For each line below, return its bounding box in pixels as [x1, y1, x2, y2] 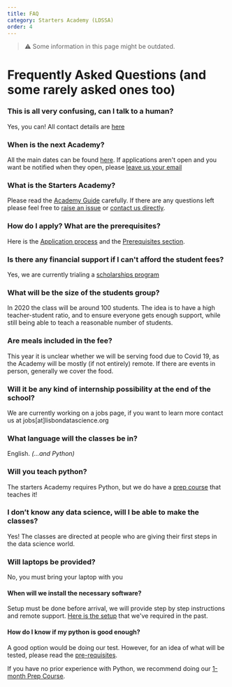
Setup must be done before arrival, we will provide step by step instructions [7, 605, 226, 613]
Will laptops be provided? [7, 556, 96, 566]
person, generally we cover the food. [7, 367, 114, 375]
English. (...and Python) [7, 450, 75, 458]
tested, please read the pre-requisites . [7, 651, 117, 659]
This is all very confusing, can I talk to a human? [7, 106, 174, 116]
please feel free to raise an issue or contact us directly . [7, 204, 166, 212]
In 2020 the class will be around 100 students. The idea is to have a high [7, 304, 215, 312]
